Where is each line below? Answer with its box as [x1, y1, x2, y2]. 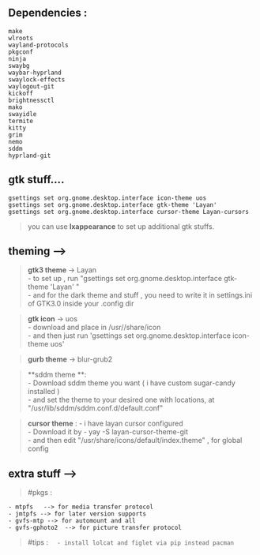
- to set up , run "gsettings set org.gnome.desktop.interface [27, 274, 223, 283]
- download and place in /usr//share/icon [27, 323, 161, 332]
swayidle [8, 110, 37, 118]
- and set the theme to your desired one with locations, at [27, 395, 215, 405]
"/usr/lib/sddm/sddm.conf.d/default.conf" [27, 403, 164, 413]
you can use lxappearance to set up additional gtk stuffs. [27, 221, 215, 231]
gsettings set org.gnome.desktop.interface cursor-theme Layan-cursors [8, 208, 249, 216]
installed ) [27, 387, 60, 396]
